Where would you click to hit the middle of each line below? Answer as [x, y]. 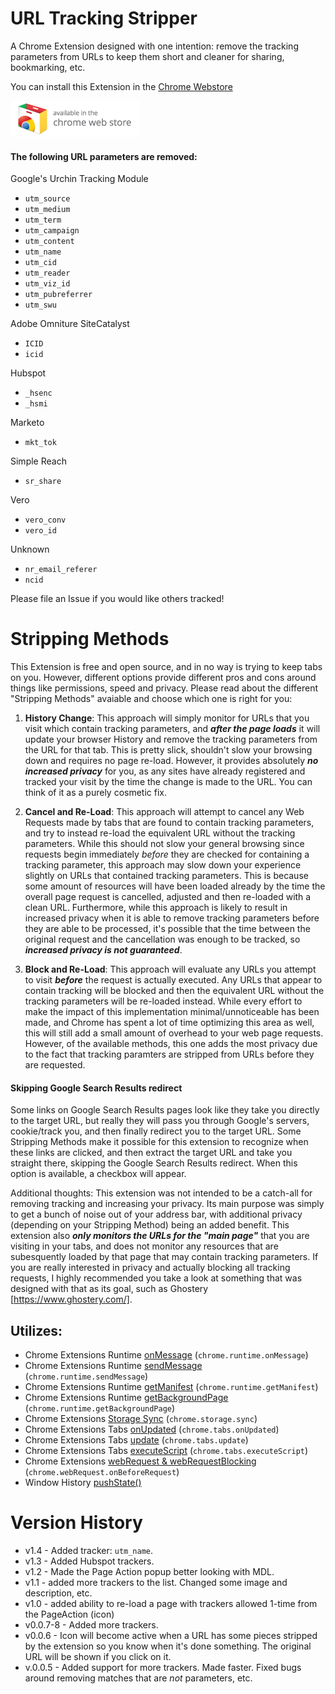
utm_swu [40, 305]
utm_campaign [52, 231]
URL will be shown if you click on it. [98, 1657]
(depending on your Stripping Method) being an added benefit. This [150, 1225]
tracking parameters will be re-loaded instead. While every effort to [163, 1001]
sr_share [43, 482]
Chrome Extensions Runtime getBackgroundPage [126, 1398]
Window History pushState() [83, 1483]
